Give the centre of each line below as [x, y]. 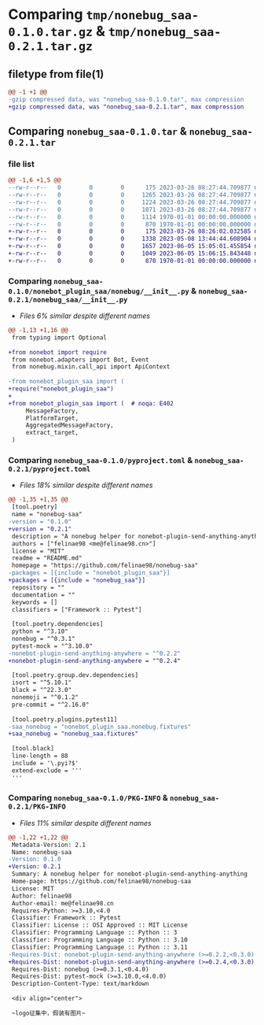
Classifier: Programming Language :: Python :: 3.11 [100, 947]
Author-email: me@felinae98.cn [62, 903]
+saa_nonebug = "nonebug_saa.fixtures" [73, 734]
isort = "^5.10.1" [42, 683]
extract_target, [52, 433]
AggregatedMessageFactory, [70, 426]
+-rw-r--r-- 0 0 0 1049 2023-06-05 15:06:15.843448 [130, 253]
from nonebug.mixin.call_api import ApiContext [91, 367]
